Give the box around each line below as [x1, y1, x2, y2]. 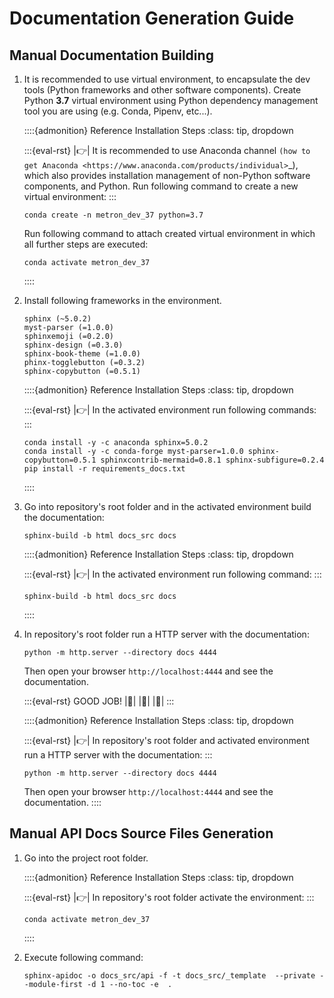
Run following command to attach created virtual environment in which [23, 228, 316, 239]
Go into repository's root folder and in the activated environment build [23, 501, 312, 512]
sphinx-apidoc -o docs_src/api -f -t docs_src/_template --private [23, 970, 316, 981]
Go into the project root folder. [23, 852, 149, 864]
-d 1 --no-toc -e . [87, 979, 173, 989]
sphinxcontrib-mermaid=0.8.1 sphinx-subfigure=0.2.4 [100, 455, 325, 465]
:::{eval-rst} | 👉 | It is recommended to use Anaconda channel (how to [23, 145, 311, 156]
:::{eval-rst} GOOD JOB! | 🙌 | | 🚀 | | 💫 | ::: [23, 695, 175, 707]
